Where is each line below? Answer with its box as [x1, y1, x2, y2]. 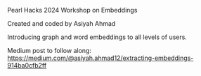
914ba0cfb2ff [7, 61, 47, 69]
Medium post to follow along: [7, 47, 91, 54]
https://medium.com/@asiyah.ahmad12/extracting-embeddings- [7, 54, 194, 62]
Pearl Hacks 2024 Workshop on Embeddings [7, 6, 138, 14]
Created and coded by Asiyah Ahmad [7, 20, 116, 27]
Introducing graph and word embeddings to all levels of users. [7, 33, 188, 41]
